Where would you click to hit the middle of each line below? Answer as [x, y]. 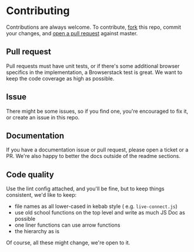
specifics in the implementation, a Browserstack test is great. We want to [94, 72]
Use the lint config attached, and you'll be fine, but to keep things [85, 189]
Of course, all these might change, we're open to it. [68, 243]
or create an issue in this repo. [43, 117]
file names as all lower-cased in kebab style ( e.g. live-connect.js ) [96, 206]
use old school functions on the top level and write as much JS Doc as [100, 213]
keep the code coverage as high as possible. [60, 78]
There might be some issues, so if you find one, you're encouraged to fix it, [97, 111]
